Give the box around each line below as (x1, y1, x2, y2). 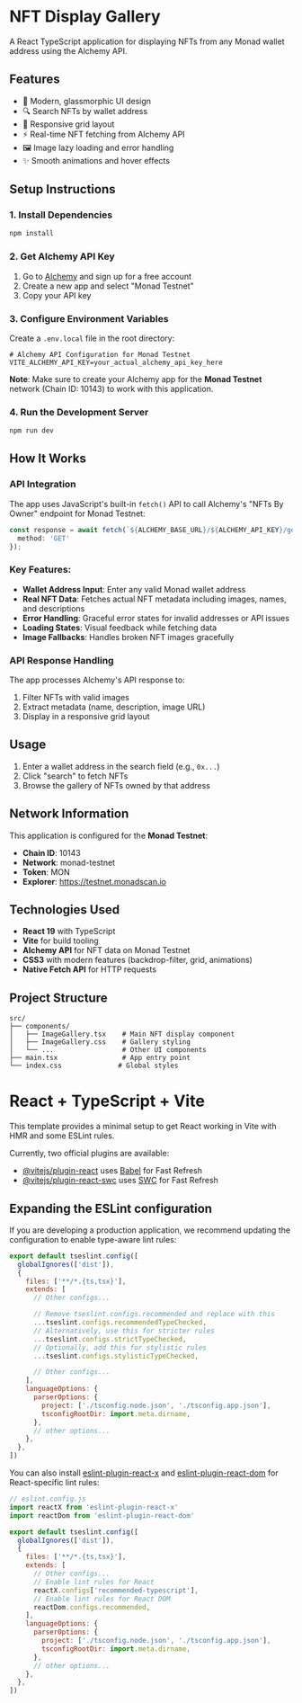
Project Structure (9, 990, 108, 1005)
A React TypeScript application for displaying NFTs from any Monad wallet (9, 36, 285, 47)
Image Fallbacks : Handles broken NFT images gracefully (22, 631, 235, 642)
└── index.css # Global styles (9, 1061, 179, 1071)
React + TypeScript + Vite (9, 1091, 205, 1111)
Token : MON (22, 866, 70, 878)
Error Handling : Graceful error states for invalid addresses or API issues (22, 612, 290, 623)
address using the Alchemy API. (9, 45, 128, 56)
